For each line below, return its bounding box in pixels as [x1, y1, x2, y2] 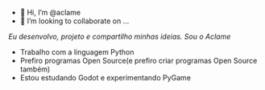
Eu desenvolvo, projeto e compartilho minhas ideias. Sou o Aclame [8, 32, 231, 41]
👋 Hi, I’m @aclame [19, 8, 81, 17]
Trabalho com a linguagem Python [19, 47, 135, 56]
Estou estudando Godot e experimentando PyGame [19, 73, 192, 82]
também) [19, 64, 51, 74]
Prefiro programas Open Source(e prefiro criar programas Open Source [19, 56, 258, 65]
